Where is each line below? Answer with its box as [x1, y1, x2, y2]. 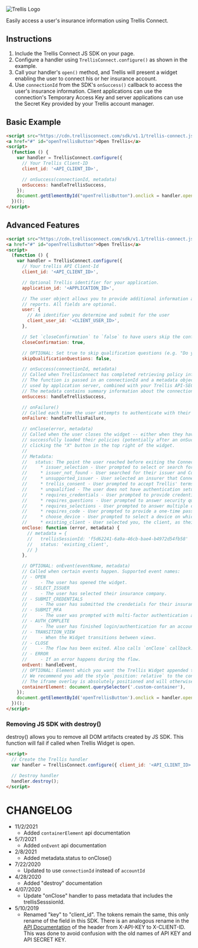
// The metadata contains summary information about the [21, 388, 165, 394]
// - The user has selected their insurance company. [21, 590, 167, 596]
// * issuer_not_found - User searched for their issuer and [21, 470, 186, 476]
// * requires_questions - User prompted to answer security [21, 497, 186, 504]
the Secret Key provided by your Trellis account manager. [14, 100, 154, 107]
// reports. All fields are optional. [21, 301, 117, 307]
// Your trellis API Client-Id [21, 264, 99, 270]
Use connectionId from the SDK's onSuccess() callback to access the [14, 81, 183, 88]
